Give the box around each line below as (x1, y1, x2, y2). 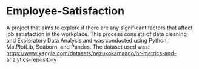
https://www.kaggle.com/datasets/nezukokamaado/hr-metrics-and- (6, 49, 177, 56)
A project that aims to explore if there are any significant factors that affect (6, 24, 193, 31)
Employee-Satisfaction (6, 4, 125, 18)
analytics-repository (6, 56, 57, 63)
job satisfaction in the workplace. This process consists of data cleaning (6, 30, 187, 37)
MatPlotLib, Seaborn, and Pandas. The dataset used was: (6, 43, 150, 50)
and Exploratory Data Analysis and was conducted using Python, (6, 37, 169, 44)
